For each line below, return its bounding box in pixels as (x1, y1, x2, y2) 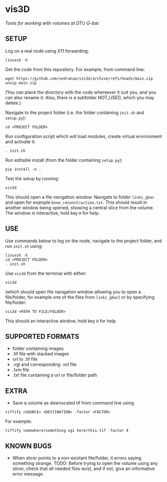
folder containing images (12, 345, 64, 351)
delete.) (5, 100, 21, 106)
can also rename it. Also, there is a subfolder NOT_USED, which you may (5, 94, 154, 101)
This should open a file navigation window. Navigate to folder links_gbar (5, 194, 155, 200)
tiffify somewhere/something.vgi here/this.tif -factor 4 (5, 428, 128, 433)
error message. (12, 471, 44, 476)
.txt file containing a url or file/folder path (12, 372, 97, 378)
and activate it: (5, 139, 36, 145)
